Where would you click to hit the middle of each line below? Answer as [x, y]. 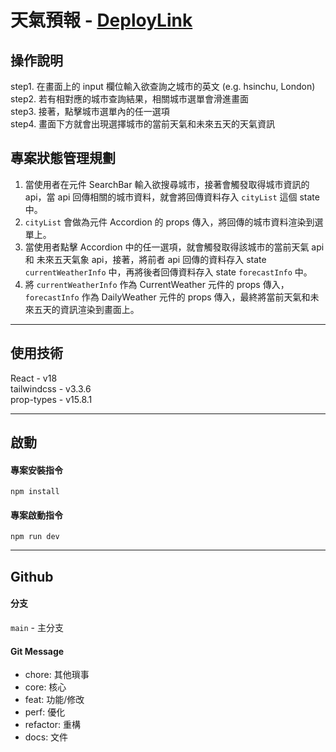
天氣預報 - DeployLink [101, 20]
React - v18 [34, 378]
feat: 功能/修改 [54, 700]
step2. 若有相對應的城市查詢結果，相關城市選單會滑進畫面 [130, 99]
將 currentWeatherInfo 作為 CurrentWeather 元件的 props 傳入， [157, 284]
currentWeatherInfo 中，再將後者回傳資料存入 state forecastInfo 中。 [168, 272]
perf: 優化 [45, 712]
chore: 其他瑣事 [57, 675]
